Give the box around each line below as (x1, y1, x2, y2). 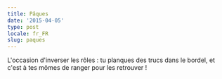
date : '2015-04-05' (7, 17, 65, 24)
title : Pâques (7, 10, 49, 18)
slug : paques (7, 37, 46, 44)
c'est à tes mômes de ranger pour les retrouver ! (7, 63, 148, 72)
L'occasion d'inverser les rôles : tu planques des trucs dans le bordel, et (7, 56, 216, 64)
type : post (7, 23, 39, 30)
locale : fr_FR (7, 30, 49, 37)
